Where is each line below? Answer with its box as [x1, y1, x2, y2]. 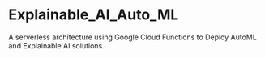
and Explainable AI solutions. [8, 40, 105, 50]
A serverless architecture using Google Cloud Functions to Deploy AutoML [8, 32, 257, 42]
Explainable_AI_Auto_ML [8, 6, 179, 24]
